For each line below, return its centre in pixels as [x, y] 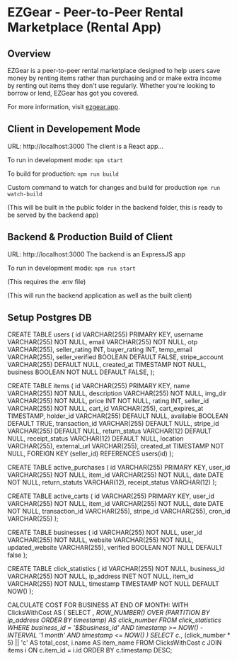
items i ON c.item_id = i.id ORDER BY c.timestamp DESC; [90, 650]
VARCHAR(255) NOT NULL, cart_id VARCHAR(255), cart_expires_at [105, 409]
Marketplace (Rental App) [84, 27]
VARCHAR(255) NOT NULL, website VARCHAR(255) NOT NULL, [100, 540]
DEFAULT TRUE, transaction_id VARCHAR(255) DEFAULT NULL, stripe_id [113, 424]
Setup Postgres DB [50, 318]
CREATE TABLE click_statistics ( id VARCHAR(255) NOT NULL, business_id [116, 569]
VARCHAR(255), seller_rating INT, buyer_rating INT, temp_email [100, 350]
